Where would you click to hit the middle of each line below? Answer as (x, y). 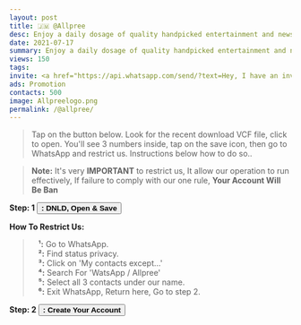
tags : (19, 68)
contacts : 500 (36, 92)
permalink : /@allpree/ (52, 109)
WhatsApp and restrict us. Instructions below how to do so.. (142, 154)
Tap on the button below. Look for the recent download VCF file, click (159, 134)
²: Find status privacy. (78, 254)
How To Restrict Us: (47, 227)
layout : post (34, 17)
